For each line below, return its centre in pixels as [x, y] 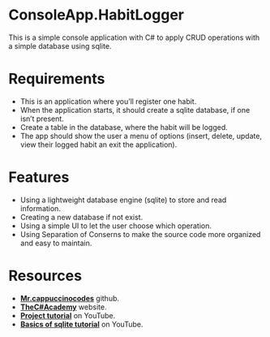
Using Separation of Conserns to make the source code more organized [140, 234]
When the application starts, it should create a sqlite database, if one [135, 110]
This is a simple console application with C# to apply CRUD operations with [134, 37]
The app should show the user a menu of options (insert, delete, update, [141, 136]
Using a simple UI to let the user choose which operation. [116, 226]
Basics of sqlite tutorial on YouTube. [81, 324]
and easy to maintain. [56, 243]
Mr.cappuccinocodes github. [70, 298]
